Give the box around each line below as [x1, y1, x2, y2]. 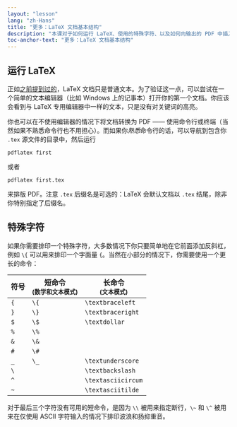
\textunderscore [84, 356, 140, 365]
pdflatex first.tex [7, 176, 65, 184]
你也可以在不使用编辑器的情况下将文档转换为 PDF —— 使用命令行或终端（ [7, 117, 223, 126]
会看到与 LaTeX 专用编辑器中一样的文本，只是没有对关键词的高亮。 [7, 102, 202, 110]
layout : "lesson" [7, 10, 59, 18]
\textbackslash [84, 366, 136, 375]
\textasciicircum [84, 376, 143, 384]
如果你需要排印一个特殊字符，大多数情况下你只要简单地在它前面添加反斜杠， [7, 241, 230, 250]
